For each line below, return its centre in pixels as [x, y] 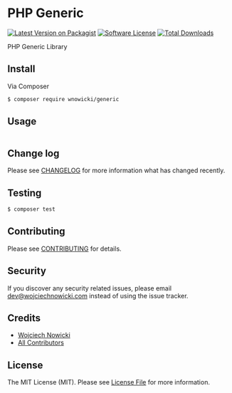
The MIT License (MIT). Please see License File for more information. [109, 382]
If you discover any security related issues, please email [90, 288]
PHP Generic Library [37, 46]
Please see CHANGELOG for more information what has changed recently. [116, 171]
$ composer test [31, 209]
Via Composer [28, 86]
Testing [25, 193]
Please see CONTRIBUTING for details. [65, 248]
